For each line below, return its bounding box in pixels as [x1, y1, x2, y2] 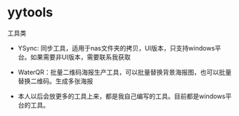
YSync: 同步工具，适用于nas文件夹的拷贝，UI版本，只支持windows [17, 43, 215, 52]
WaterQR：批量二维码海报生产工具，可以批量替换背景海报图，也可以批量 [17, 68, 232, 76]
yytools [7, 4, 54, 21]
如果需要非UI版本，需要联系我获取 [30, 53, 131, 61]
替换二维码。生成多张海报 [17, 76, 93, 85]
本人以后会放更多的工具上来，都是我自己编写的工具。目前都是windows [17, 92, 226, 100]
